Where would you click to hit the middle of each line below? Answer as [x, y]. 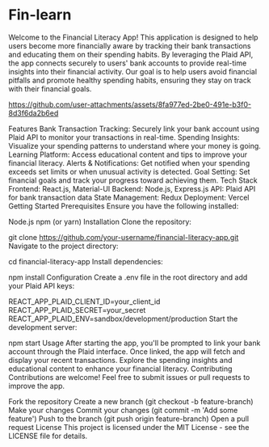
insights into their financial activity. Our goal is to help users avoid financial [132, 71]
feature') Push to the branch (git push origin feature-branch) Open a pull [128, 419]
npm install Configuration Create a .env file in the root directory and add [128, 277]
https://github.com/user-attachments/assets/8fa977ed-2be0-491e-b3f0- [130, 104]
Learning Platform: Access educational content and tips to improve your [128, 154]
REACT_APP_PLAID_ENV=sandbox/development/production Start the [123, 318]
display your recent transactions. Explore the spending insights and [120, 360]
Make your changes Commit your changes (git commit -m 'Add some [123, 410]
